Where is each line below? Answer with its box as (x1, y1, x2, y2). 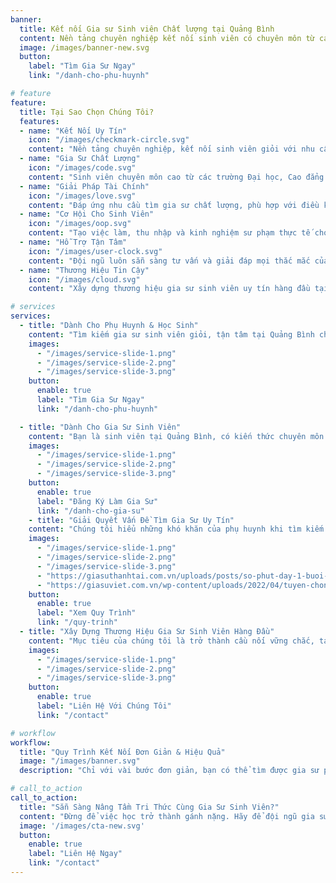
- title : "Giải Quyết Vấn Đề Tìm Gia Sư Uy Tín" (28, 515, 235, 525)
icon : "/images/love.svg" (28, 191, 137, 201)
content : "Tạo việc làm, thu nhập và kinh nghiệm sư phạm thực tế (28, 228, 311, 238)
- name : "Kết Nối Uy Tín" (19, 126, 128, 136)
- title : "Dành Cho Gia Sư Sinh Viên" (19, 422, 182, 432)
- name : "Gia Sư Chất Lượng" (19, 154, 141, 164)
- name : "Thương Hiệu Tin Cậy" (19, 265, 150, 275)
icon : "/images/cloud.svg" (28, 274, 141, 285)
